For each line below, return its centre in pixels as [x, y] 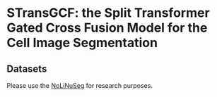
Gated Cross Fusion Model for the [107, 28]
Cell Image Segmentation [82, 43]
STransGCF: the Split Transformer [108, 13]
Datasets [27, 69]
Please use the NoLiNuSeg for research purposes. [80, 85]
